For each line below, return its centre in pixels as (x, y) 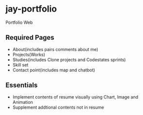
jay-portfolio (31, 9)
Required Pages (30, 38)
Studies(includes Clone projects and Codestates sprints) (69, 60)
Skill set (20, 65)
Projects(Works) (29, 54)
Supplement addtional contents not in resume (58, 107)
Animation (23, 102)
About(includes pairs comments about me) (55, 49)
